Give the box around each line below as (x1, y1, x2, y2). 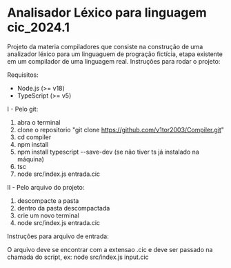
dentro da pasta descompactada (17, 204, 110, 212)
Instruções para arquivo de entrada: (7, 232, 109, 240)
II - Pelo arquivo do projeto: (7, 183, 85, 191)
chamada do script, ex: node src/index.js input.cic (7, 253, 150, 261)
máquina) (17, 154, 45, 163)
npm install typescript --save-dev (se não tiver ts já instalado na (17, 148, 200, 156)
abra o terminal (17, 118, 61, 126)
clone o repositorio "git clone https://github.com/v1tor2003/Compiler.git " (17, 125, 224, 134)
